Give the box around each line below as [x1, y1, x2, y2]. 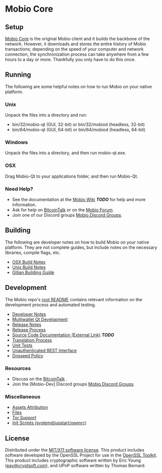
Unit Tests [12, 342, 33, 348]
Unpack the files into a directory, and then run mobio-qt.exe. [5, 150, 126, 156]
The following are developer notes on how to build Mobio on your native [5, 239, 149, 245]
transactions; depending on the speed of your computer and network [5, 46, 144, 52]
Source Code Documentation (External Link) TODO [12, 332, 114, 338]
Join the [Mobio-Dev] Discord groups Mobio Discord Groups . [12, 381, 135, 387]
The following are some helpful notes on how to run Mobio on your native [5, 83, 152, 89]
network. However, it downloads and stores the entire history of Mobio [5, 41, 146, 47]
